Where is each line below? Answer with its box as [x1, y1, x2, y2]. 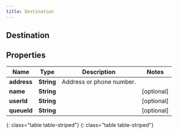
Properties [6, 51, 46, 61]
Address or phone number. [61, 78, 137, 86]
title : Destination [6, 8, 54, 15]
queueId [9, 106, 33, 115]
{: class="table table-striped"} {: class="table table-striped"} [6, 121, 154, 128]
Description [82, 68, 116, 76]
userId [9, 96, 28, 105]
